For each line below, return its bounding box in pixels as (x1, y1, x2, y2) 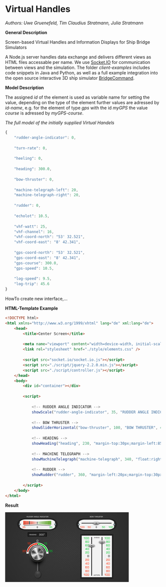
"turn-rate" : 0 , (14, 145, 48, 151)
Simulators (5, 44, 27, 50)
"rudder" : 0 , (14, 203, 41, 208)
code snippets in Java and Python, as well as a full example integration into (5, 69, 158, 75)
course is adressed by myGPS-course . (5, 110, 84, 116)
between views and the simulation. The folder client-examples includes (5, 64, 150, 70)
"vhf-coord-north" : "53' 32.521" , (14, 235, 85, 239)
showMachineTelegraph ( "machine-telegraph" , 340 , (31, 457, 134, 462)
